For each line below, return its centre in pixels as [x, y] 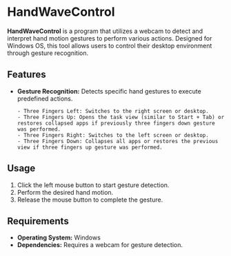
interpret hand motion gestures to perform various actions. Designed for [110, 38]
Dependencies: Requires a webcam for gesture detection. [100, 245]
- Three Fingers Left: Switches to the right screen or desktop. [113, 111]
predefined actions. [45, 98]
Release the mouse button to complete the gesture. [90, 200]
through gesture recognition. [48, 53]
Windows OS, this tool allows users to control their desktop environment [110, 45]
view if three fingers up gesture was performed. [90, 147]
